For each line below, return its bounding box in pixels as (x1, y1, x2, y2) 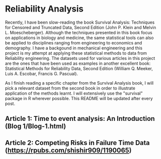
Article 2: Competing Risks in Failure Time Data (5, 139, 150, 147)
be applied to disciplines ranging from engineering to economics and (5, 40, 143, 45)
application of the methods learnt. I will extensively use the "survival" (5, 90, 143, 96)
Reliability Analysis (5, 3, 84, 14)
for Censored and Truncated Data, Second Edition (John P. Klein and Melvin (5, 24, 156, 30)
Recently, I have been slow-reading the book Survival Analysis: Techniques (5, 19, 155, 25)
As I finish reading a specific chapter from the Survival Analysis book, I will (5, 80, 154, 86)
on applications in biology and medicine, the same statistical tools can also (5, 35, 154, 41)
